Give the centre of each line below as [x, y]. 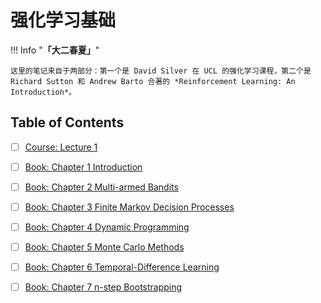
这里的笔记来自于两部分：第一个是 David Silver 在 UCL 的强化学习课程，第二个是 [161, 71]
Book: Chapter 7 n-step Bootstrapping [103, 287]
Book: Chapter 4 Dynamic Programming [107, 227]
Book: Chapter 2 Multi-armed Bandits [101, 187]
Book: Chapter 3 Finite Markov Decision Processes [129, 207]
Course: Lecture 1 [61, 147]
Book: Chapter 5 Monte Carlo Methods [104, 247]
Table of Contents [67, 122]
